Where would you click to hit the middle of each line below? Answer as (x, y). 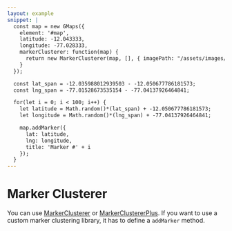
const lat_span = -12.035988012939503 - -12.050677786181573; (105, 83)
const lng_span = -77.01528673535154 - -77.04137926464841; (101, 90)
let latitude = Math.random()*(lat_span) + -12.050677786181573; (116, 109)
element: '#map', (45, 33)
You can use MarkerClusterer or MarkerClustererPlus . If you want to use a (112, 213)
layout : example (30, 13)
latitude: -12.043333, (52, 39)
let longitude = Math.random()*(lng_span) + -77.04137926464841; (116, 115)
